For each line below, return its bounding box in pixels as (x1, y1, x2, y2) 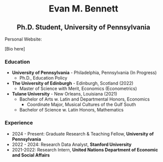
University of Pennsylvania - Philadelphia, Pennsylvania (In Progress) (11, 69, 157, 75)
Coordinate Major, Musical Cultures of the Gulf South (26, 101, 136, 107)
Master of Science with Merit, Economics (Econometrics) (19, 85, 137, 91)
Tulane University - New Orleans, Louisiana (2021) (11, 91, 117, 97)
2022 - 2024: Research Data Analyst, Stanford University (11, 141, 132, 147)
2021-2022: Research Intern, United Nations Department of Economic (11, 146, 158, 152)
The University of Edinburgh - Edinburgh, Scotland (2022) (11, 80, 133, 86)
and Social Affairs (11, 152, 50, 158)
